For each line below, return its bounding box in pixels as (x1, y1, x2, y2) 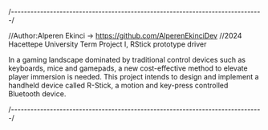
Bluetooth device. (8, 89, 67, 99)
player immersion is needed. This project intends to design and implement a (8, 72, 259, 81)
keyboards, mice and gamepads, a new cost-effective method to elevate (8, 63, 248, 73)
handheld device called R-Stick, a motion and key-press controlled (8, 80, 229, 90)
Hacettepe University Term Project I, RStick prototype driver (8, 39, 207, 49)
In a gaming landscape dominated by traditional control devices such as (8, 55, 246, 64)
